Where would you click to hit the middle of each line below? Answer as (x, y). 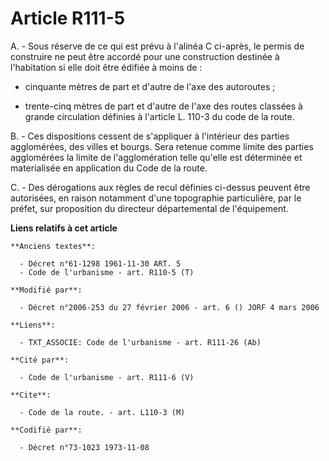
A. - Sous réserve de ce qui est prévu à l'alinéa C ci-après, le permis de (157, 46)
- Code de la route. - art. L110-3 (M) (102, 412)
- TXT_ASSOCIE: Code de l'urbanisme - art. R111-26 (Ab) (140, 342)
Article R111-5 (68, 18)
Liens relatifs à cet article (64, 228)
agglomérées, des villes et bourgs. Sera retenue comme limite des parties (162, 146)
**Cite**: (31, 395)
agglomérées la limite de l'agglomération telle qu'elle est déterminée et (156, 157)
